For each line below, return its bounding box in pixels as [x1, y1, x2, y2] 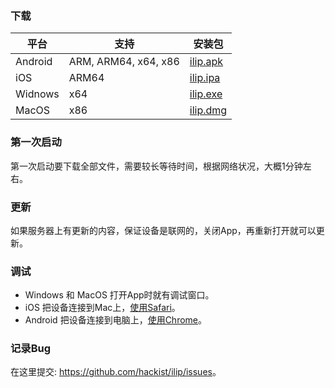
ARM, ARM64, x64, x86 [68, 55, 180, 69]
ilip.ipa [189, 71, 221, 85]
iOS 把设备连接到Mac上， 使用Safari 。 [24, 302, 181, 314]
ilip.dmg [189, 103, 228, 117]
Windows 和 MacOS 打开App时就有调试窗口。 [24, 289, 215, 301]
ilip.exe [189, 87, 223, 101]
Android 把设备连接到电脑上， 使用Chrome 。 [24, 314, 208, 326]
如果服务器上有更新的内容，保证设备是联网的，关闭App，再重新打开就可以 [10, 224, 317, 236]
